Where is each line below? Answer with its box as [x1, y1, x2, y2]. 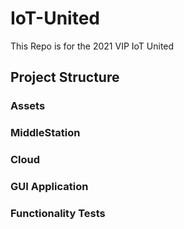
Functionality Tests [10, 206, 106, 220]
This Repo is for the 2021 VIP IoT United [10, 40, 175, 52]
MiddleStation [10, 126, 81, 140]
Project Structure [10, 69, 120, 86]
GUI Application [10, 180, 89, 194]
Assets [10, 99, 46, 113]
